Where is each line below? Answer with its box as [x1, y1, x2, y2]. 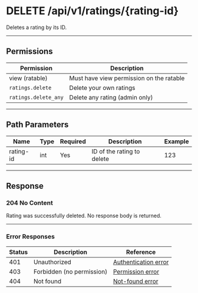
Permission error [113, 268, 160, 276]
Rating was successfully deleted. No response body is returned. [6, 212, 162, 220]
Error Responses [6, 233, 55, 241]
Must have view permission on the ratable [69, 74, 185, 82]
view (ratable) [9, 74, 48, 82]
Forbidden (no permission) [33, 268, 108, 276]
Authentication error [113, 257, 169, 266]
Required [60, 137, 87, 146]
